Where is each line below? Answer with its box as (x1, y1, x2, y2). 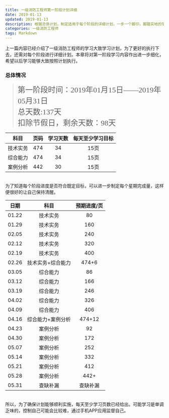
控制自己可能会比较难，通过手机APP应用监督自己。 (22, 407, 129, 413)
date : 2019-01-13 (5, 12, 42, 17)
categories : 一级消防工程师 (5, 26, 59, 31)
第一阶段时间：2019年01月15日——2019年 (17, 86, 161, 95)
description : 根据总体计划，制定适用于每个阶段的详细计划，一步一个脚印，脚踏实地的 (5, 21, 162, 27)
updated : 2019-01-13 (5, 17, 49, 22)
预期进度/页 (75, 202, 103, 210)
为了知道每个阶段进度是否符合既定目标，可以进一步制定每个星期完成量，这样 (5, 183, 164, 189)
